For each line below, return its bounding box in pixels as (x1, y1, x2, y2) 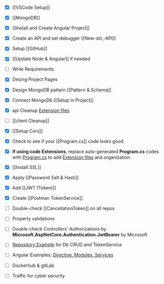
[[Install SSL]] (12, 164, 41, 170)
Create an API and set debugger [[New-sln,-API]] (12, 35, 116, 42)
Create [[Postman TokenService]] (12, 195, 83, 201)
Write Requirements (12, 66, 54, 72)
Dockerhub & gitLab (12, 262, 55, 269)
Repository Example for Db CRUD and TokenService (12, 241, 122, 248)
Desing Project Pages (12, 77, 58, 83)
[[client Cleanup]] (12, 118, 50, 124)
